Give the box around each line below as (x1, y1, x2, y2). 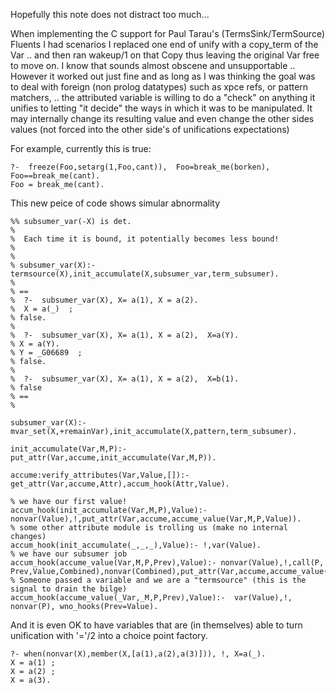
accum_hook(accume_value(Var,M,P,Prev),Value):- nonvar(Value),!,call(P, (10, 558, 325, 568)
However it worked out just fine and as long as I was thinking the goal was (10, 70, 316, 82)
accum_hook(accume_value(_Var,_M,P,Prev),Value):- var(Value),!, (10, 593, 293, 603)
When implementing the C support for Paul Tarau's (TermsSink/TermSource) (10, 28, 326, 39)
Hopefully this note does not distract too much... (10, 9, 210, 20)
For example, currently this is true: (10, 143, 152, 154)
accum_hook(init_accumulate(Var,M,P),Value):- (10, 505, 208, 515)
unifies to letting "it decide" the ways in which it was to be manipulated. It (10, 102, 313, 114)
